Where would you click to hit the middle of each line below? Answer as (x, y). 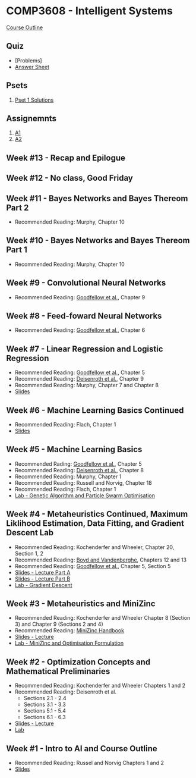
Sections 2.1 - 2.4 (45, 698)
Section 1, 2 (29, 553)
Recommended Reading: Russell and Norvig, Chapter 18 (83, 482)
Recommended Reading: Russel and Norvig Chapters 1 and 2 (89, 763)
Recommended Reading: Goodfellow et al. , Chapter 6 (80, 330)
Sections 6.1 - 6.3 (45, 717)
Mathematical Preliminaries (58, 671)
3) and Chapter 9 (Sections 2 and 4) (59, 624)
